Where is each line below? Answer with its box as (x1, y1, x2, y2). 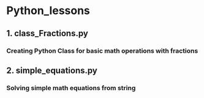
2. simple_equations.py (6, 65, 98, 75)
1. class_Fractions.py (6, 28, 89, 39)
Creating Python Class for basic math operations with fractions (6, 47, 198, 55)
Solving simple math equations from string (6, 83, 136, 92)
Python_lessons (6, 4, 91, 18)
